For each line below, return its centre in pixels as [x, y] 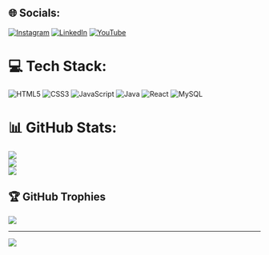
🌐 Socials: [34, 13]
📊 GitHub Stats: [63, 127]
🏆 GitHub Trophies [57, 197]
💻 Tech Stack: [58, 66]
